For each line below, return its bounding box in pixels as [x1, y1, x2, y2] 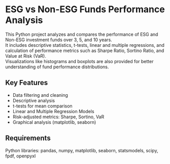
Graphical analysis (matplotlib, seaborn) [12, 119, 96, 125]
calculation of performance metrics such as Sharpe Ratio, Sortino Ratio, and [5, 47, 164, 53]
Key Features [5, 78, 48, 87]
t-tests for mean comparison [12, 103, 73, 109]
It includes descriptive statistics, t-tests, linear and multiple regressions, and [5, 42, 165, 48]
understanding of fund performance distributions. [5, 64, 109, 70]
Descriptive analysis [12, 97, 55, 103]
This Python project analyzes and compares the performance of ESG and [5, 31, 158, 37]
